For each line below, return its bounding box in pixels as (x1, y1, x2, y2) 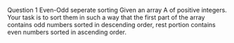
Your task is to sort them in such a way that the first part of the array (7, 13, 205, 21)
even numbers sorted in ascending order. (7, 28, 127, 36)
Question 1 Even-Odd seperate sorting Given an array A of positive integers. (7, 6, 227, 14)
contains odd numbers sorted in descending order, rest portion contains (7, 21, 216, 28)
